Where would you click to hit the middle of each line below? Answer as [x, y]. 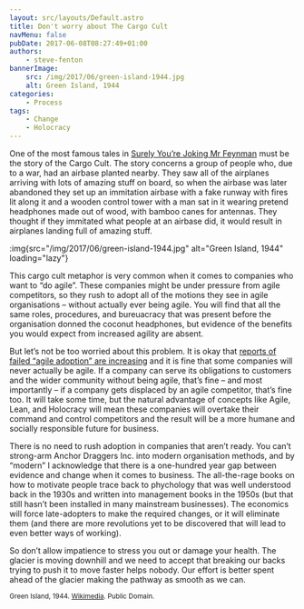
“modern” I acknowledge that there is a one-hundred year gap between [143, 465]
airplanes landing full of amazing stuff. [81, 231]
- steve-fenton [54, 60]
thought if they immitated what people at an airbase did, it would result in [146, 221]
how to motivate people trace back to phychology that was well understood [151, 484]
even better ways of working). [65, 533]
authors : [26, 52]
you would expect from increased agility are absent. [107, 334]
